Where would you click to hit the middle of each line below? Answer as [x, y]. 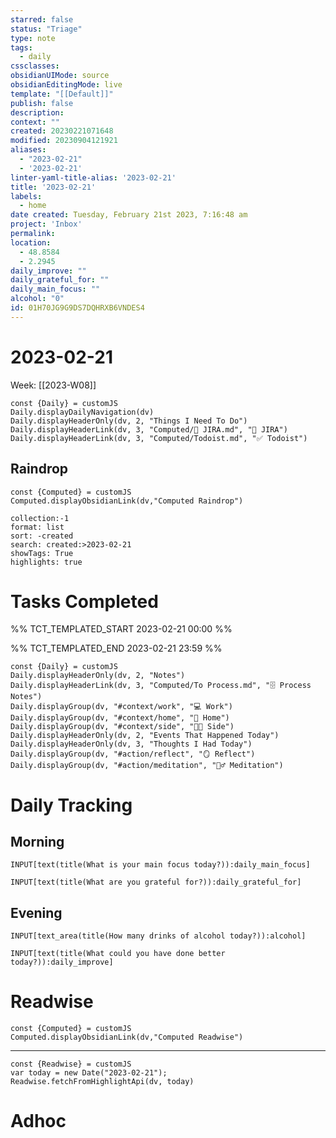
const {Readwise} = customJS [71, 1064]
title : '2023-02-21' [53, 187]
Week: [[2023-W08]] [53, 385]
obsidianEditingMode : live [66, 85]
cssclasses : [35, 66]
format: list [37, 527]
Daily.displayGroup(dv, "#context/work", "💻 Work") [121, 707]
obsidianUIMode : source [60, 76]
